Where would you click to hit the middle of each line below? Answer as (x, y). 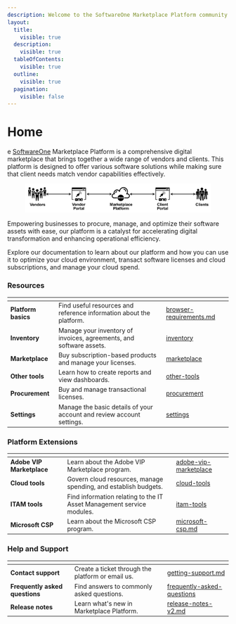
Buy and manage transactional (102, 390)
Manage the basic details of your (106, 407)
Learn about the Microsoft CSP (112, 521)
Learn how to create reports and (105, 372)
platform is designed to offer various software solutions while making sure (114, 167)
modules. (80, 511)
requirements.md (191, 317)
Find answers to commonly (113, 586)
